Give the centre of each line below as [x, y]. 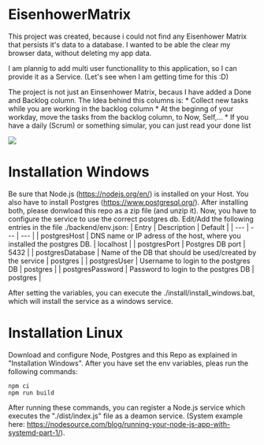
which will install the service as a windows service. [91, 301]
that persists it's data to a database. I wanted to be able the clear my [119, 44]
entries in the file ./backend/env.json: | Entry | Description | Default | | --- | [129, 227]
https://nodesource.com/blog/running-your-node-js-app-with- [128, 424]
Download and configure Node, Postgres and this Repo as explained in [123, 354]
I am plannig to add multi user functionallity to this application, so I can [123, 68]
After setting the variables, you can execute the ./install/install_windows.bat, [132, 292]
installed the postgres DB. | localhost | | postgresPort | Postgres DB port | [127, 244]
